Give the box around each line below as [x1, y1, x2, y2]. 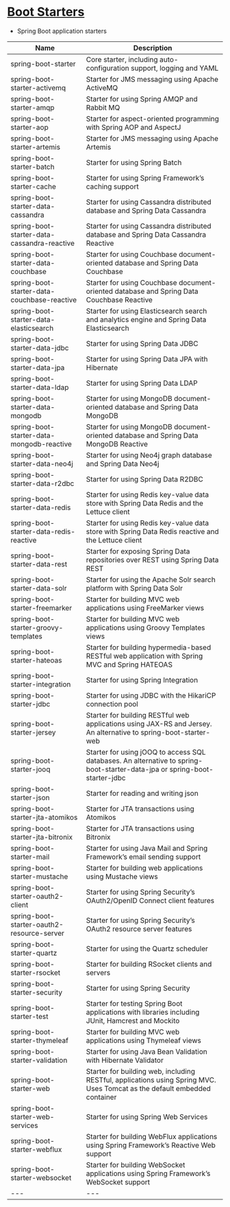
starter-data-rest [10, 559, 68, 568]
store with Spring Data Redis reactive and [86, 527, 219, 536]
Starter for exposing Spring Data [86, 547, 190, 556]
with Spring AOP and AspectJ [86, 122, 181, 132]
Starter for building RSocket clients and [86, 959, 212, 969]
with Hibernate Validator [86, 1055, 164, 1065]
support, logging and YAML [131, 63, 219, 73]
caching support [86, 181, 139, 191]
